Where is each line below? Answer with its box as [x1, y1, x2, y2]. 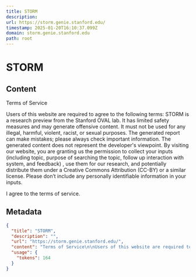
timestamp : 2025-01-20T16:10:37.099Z [6, 24, 98, 31]
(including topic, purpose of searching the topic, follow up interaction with [6, 154, 184, 161]
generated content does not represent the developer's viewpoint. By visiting [6, 142, 189, 149]
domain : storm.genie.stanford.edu [6, 30, 90, 36]
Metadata [6, 207, 42, 217]
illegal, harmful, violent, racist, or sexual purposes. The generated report [6, 129, 180, 136]
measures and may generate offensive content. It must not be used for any [6, 123, 185, 130]
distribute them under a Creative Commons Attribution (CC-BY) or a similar [6, 167, 186, 173]
